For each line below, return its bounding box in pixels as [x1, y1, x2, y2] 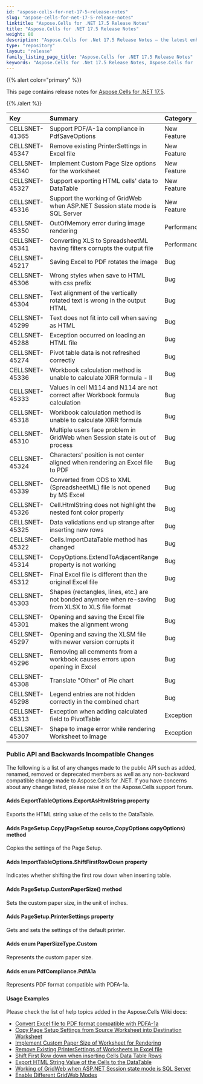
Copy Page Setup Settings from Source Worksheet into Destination [14, 1026, 182, 1034]
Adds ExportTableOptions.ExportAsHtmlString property [6, 797, 150, 804]
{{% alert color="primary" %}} [6, 76, 82, 84]
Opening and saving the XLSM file [49, 630, 146, 638]
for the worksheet [49, 167, 100, 175]
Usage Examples [6, 994, 50, 1002]
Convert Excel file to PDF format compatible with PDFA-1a [14, 1020, 159, 1027]
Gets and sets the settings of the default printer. [6, 926, 126, 933]
